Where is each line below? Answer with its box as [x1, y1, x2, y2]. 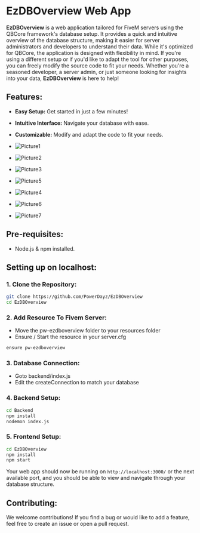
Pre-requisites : [6, 229, 64, 239]
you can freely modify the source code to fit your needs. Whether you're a [6, 61, 189, 69]
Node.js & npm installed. [14, 245, 75, 252]
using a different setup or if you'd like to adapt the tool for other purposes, [6, 56, 189, 63]
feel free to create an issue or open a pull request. [6, 520, 130, 528]
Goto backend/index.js [14, 372, 70, 380]
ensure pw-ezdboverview [6, 345, 66, 351]
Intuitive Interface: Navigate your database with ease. [14, 119, 149, 127]
